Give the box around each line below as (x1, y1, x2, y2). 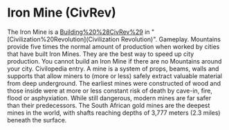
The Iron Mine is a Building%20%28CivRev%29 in (7, 28, 150, 36)
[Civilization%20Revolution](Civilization (7, 35, 120, 43)
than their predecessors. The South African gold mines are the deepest (7, 101, 210, 109)
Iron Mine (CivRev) (7, 5, 116, 21)
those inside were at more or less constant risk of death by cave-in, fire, (7, 86, 213, 95)
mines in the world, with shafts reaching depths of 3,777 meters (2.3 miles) (7, 109, 221, 117)
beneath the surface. (7, 115, 67, 124)
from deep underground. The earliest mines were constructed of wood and (7, 79, 221, 87)
